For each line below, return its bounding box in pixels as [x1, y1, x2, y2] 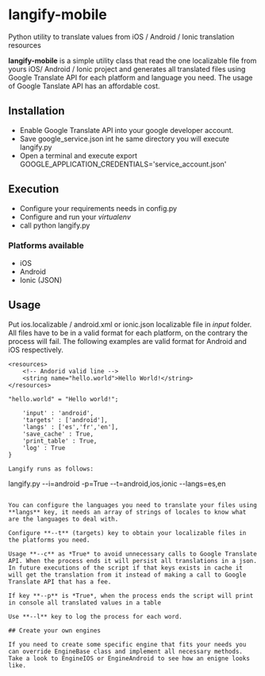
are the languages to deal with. [8, 515, 119, 523]
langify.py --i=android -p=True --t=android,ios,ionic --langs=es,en [8, 479, 226, 488]
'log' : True [22, 444, 66, 451]
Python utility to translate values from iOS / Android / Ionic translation [8, 32, 235, 41]
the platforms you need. [8, 536, 90, 544]
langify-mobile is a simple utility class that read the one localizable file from [8, 56, 257, 65]
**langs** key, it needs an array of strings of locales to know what [8, 508, 247, 516]
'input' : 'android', [22, 408, 94, 417]
